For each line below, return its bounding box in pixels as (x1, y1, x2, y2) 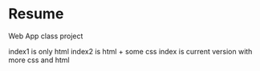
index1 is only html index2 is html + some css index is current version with (8, 46, 253, 56)
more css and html (8, 55, 70, 65)
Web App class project (8, 31, 83, 41)
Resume (8, 5, 64, 23)
